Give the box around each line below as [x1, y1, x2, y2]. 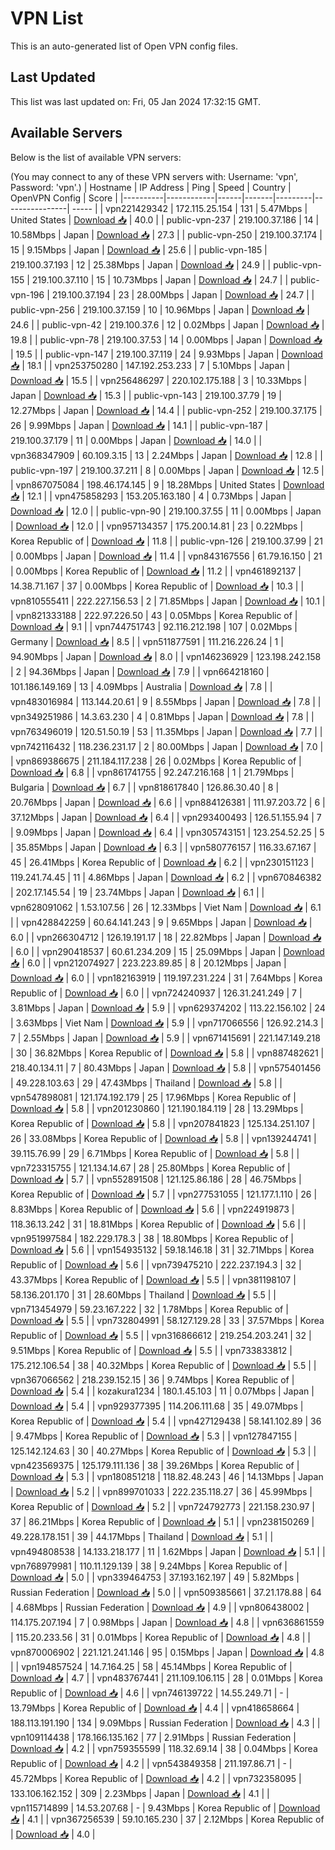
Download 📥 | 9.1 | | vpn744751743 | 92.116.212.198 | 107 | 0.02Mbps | [10, 620, 298, 632]
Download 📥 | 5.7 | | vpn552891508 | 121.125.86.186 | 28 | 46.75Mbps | [10, 1173, 302, 1185]
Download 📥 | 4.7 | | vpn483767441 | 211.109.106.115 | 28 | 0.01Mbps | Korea [10, 1672, 323, 1684]
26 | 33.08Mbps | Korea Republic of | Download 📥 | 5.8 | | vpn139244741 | [10, 1132, 317, 1144]
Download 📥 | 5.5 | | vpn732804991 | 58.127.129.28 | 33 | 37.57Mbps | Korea [10, 1314, 325, 1326]
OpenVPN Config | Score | [10, 192, 118, 204]
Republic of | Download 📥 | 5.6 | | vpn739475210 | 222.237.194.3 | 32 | [10, 1258, 302, 1271]
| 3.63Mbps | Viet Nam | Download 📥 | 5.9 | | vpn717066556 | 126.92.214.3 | [10, 1017, 324, 1029]
